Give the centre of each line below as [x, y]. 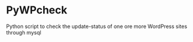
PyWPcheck [37, 10]
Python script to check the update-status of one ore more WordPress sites [97, 26]
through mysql [24, 32]
